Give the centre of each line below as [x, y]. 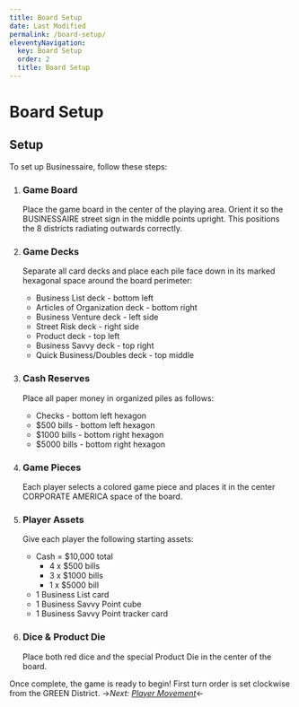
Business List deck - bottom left [95, 298]
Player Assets [53, 519]
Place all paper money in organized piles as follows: [118, 398]
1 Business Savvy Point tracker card [102, 614]
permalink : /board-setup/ [57, 34]
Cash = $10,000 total [75, 556]
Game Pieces [52, 467]
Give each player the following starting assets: [108, 539]
